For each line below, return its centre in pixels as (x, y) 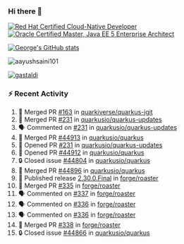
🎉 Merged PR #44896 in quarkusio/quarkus (81, 170)
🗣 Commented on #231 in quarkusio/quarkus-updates (98, 127)
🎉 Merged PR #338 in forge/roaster (69, 224)
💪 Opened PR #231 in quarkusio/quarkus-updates (90, 145)
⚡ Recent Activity (38, 94)
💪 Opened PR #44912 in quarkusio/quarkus (81, 152)
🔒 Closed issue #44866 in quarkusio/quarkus (84, 233)
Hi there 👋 (25, 11)
